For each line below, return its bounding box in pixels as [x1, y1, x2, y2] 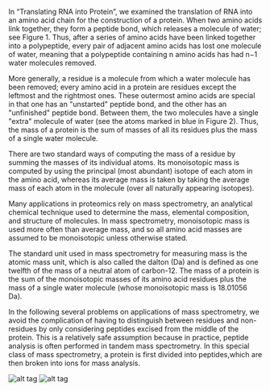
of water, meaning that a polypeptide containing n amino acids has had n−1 [8, 50, 258, 59]
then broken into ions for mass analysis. [8, 358, 141, 368]
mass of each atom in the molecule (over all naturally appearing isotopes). [8, 183, 255, 192]
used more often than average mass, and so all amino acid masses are [8, 224, 243, 234]
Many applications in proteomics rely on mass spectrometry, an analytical [8, 199, 253, 208]
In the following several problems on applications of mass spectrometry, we [8, 307, 260, 316]
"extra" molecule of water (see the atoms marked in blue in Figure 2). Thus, [8, 117, 260, 126]
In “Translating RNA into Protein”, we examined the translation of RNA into [8, 7, 253, 16]
